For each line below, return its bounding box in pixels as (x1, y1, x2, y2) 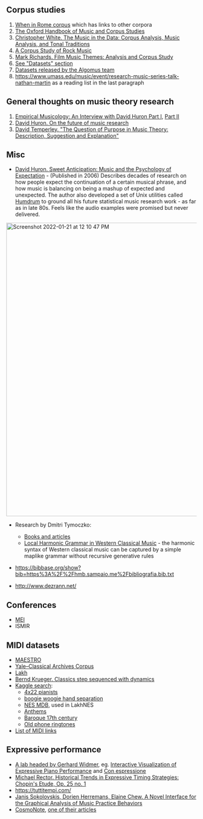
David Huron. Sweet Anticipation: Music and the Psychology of (14, 166, 172, 173)
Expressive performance (6, 744, 101, 755)
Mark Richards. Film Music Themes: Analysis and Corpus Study (14, 53, 173, 60)
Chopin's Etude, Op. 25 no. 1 (14, 780, 86, 787)
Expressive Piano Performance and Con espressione (14, 767, 146, 774)
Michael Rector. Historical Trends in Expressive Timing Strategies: (14, 773, 179, 781)
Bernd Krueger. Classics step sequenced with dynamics (14, 676, 155, 683)
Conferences (6, 600, 57, 610)
